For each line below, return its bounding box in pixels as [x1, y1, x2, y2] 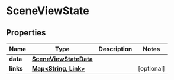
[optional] [138, 65, 166, 72]
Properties [6, 28, 46, 38]
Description [98, 45, 133, 53]
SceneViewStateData [31, 55, 93, 63]
